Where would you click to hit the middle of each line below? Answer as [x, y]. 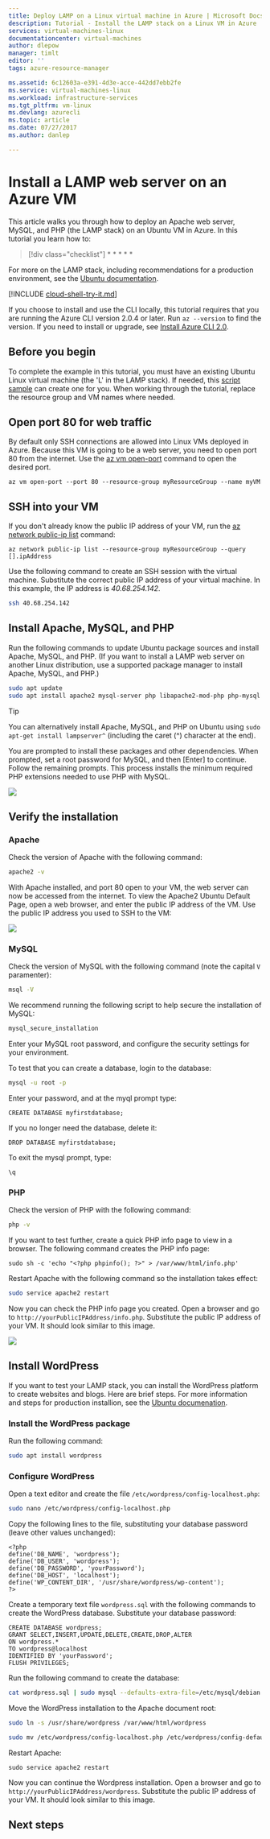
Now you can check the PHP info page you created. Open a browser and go [134, 1308]
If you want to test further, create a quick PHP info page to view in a [121, 1240]
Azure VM [43, 199]
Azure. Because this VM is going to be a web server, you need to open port [133, 450]
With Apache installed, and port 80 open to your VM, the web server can [129, 887]
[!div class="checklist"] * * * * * [80, 254]
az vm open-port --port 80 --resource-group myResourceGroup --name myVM [135, 482]
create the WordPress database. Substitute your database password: [123, 1613]
